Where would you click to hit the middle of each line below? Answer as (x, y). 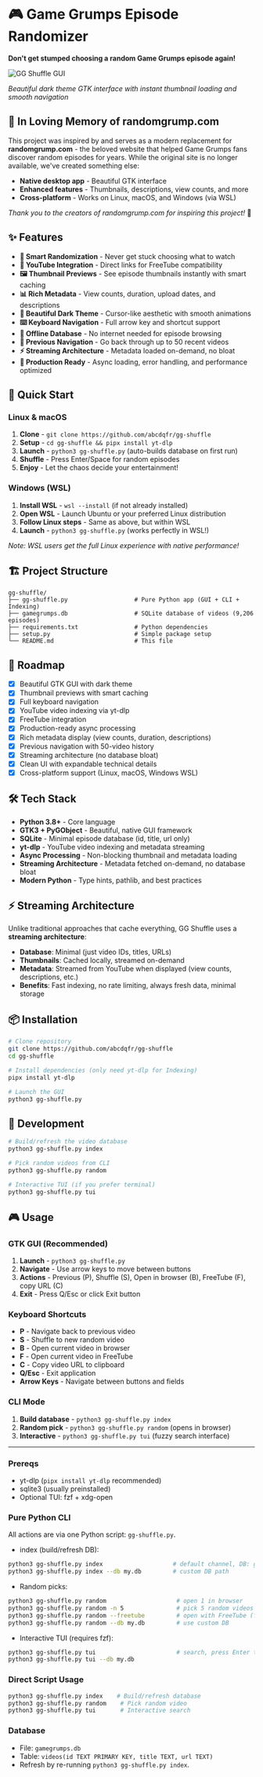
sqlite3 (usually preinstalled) (65, 1489)
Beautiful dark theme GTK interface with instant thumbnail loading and (122, 88)
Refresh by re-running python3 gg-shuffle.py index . (104, 1764)
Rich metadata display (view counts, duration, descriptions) (115, 737)
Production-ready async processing (77, 728)
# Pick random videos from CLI (59, 1163)
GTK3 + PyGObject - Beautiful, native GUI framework (106, 830)
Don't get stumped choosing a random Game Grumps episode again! (122, 58)
